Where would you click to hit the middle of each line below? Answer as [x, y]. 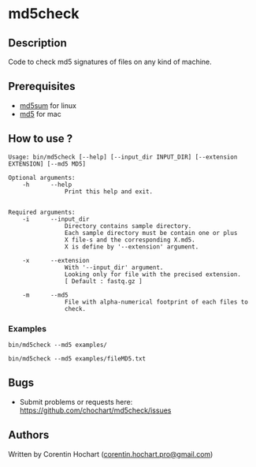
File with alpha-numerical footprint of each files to [156, 302]
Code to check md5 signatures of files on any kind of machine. [110, 62]
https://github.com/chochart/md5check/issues [95, 410]
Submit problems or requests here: [76, 402]
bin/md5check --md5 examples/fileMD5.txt [77, 359]
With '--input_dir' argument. [114, 267]
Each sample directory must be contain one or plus [151, 233]
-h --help [47, 185]
